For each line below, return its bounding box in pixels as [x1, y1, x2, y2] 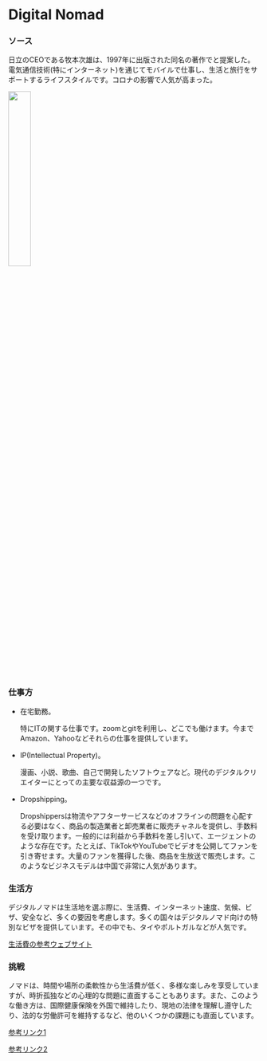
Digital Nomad [8, 6, 104, 24]
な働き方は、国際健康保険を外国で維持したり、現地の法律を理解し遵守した [8, 1000, 253, 1010]
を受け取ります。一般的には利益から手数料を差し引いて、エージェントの [19, 831, 257, 840]
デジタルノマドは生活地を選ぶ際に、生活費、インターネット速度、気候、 [8, 902, 245, 912]
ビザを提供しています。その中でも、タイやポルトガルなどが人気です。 [22, 922, 251, 932]
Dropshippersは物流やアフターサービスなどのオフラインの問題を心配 [19, 811, 246, 820]
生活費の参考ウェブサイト [8, 939, 92, 949]
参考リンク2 [8, 1044, 48, 1054]
